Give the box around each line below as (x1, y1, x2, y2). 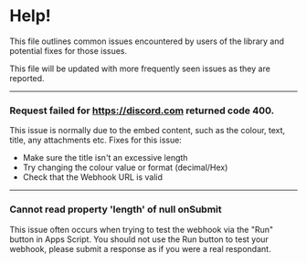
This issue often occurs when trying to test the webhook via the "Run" (9, 224, 274, 235)
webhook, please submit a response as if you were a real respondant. (9, 243, 271, 254)
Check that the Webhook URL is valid (22, 172, 163, 183)
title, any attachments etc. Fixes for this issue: (9, 134, 183, 146)
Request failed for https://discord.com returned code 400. (9, 104, 275, 117)
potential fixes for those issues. (9, 45, 128, 56)
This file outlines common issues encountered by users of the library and (9, 36, 285, 47)
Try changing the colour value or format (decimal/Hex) (22, 162, 228, 174)
